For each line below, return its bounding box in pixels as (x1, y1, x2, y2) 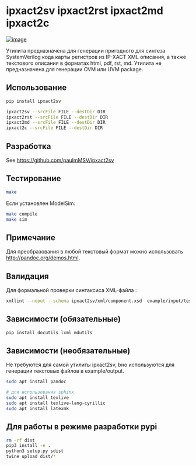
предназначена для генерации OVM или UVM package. (6, 65, 143, 72)
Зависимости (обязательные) (6, 314, 121, 324)
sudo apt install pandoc (6, 379, 66, 385)
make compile (6, 211, 38, 217)
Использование (6, 83, 67, 93)
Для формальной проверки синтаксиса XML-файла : (6, 287, 137, 293)
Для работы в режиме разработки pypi (6, 422, 157, 432)
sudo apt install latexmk (6, 405, 69, 411)
